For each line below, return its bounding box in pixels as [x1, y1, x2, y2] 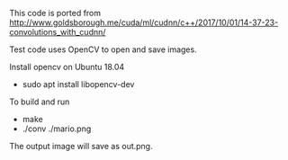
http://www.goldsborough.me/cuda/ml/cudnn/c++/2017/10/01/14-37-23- [9, 17, 279, 28]
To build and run [9, 96, 70, 107]
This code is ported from [9, 8, 102, 18]
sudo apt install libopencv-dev [22, 79, 135, 89]
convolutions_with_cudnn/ [9, 27, 106, 37]
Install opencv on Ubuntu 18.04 [9, 62, 125, 72]
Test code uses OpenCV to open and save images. [9, 44, 197, 55]
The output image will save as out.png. [9, 141, 153, 151]
